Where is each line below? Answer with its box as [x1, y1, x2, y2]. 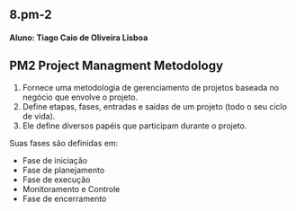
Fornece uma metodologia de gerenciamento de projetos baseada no [22, 82, 280, 92]
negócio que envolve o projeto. [22, 92, 139, 102]
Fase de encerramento [22, 193, 107, 204]
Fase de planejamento [22, 164, 105, 175]
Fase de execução [22, 174, 91, 185]
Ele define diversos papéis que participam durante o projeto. [22, 120, 247, 131]
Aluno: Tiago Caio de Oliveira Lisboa [9, 31, 148, 43]
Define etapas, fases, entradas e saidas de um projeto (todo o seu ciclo [22, 101, 288, 111]
